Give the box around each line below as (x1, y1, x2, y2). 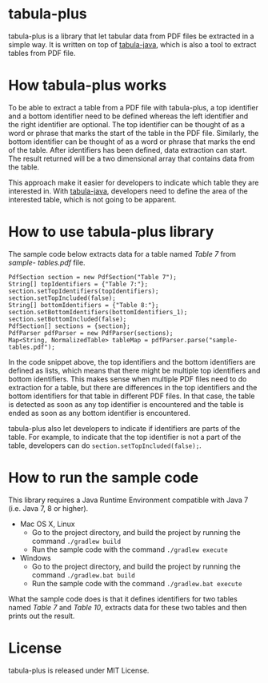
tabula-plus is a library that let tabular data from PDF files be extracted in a (8, 31, 254, 41)
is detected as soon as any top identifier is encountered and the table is (8, 399, 244, 409)
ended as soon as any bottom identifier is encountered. (8, 408, 190, 417)
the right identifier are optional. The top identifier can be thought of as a (8, 119, 246, 129)
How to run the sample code (8, 469, 198, 486)
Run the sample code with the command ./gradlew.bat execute (31, 578, 242, 588)
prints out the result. (8, 611, 75, 621)
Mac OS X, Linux (19, 519, 75, 529)
